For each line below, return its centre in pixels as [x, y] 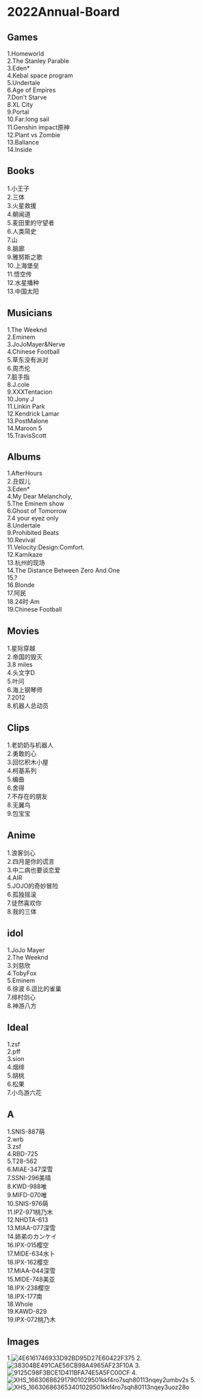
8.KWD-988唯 [27, 1186]
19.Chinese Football [35, 610]
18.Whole [20, 1304]
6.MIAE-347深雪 [30, 1169]
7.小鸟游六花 [25, 1093]
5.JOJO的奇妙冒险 [33, 886]
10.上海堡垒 [23, 265]
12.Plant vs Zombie [34, 135]
